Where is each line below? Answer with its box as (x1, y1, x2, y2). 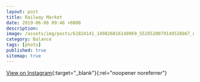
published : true (6, 48, 46, 53)
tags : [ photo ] (6, 42, 42, 48)
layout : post (6, 8, 39, 15)
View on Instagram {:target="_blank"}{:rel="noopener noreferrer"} (6, 69, 167, 76)
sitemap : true (6, 53, 42, 59)
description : (6, 25, 39, 31)
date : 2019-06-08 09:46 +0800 (6, 20, 82, 26)
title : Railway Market (6, 14, 62, 20)
